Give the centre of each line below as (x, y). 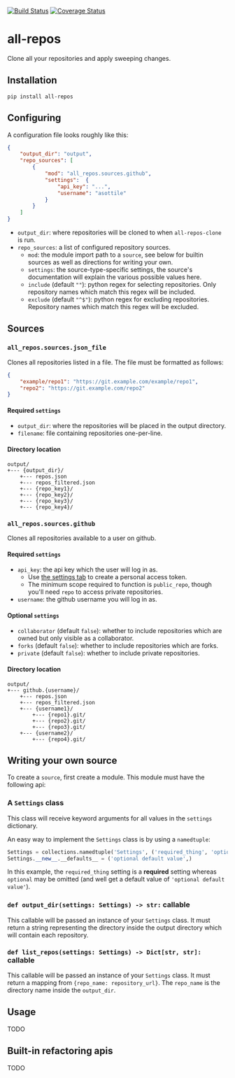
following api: (27, 785)
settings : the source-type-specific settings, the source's (110, 270)
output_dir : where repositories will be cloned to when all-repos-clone (119, 233)
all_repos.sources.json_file (57, 348)
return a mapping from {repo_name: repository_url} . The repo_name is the (114, 983)
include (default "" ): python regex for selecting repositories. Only (122, 285)
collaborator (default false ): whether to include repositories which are (120, 631)
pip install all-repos (40, 97)
